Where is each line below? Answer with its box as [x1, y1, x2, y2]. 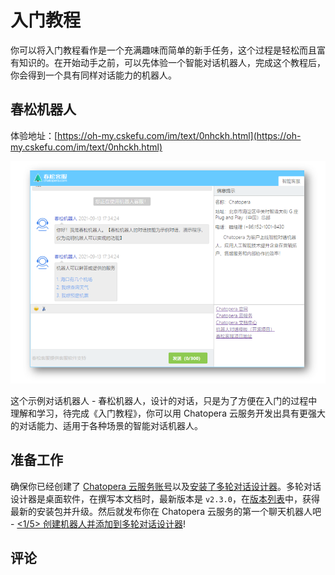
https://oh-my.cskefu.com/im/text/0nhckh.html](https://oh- [57, 129, 302, 141]
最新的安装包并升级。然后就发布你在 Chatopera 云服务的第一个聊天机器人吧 [10, 505, 322, 517]
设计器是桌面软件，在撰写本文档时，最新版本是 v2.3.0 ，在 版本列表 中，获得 [10, 492, 320, 505]
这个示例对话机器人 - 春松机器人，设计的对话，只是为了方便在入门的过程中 [10, 395, 318, 407]
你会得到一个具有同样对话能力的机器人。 [10, 69, 177, 81]
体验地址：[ [10, 129, 58, 141]
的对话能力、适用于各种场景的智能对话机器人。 [10, 420, 203, 432]
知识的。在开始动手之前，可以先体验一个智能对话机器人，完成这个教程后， [18, 56, 326, 68]
